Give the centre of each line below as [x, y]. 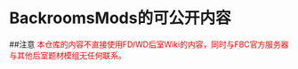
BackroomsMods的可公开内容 [120, 18]
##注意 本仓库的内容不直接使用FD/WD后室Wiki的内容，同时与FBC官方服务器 [149, 44]
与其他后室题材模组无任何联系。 [68, 55]
